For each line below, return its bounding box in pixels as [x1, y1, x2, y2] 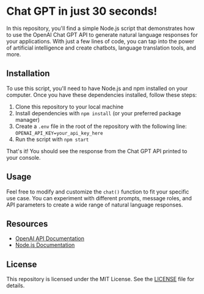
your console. [6, 154, 41, 161]
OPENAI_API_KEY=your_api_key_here [15, 130, 103, 136]
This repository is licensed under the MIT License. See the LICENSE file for [6, 276, 195, 283]
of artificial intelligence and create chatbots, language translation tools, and [6, 44, 197, 51]
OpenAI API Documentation [15, 235, 84, 243]
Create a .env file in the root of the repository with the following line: [15, 123, 188, 130]
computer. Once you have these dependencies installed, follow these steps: [6, 91, 197, 99]
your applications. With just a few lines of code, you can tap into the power [6, 37, 195, 45]
